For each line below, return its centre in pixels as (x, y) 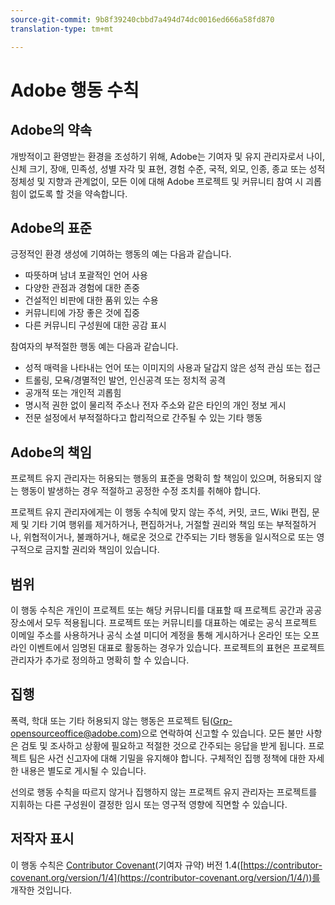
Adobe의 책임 (51, 452)
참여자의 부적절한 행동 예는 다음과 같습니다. (94, 347)
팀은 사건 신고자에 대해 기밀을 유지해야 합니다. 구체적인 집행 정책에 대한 (167, 758)
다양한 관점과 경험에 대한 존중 (82, 288)
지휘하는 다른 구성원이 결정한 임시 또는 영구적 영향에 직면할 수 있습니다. (149, 804)
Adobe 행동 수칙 (75, 90)
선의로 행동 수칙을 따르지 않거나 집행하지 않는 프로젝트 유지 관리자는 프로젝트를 (164, 792)
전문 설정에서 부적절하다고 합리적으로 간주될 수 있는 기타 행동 (143, 418)
